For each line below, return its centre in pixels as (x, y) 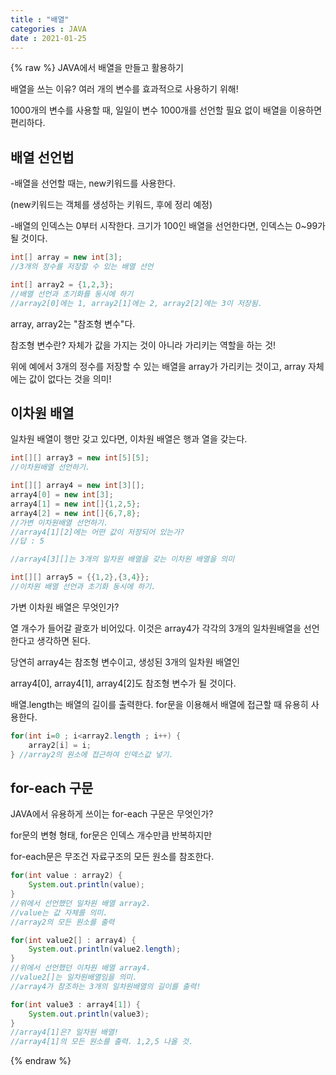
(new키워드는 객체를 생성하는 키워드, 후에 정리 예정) (111, 205)
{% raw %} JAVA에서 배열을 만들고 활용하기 (97, 68)
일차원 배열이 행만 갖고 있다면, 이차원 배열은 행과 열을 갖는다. (129, 439)
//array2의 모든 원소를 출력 (62, 922)
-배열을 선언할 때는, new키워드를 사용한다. (93, 183)
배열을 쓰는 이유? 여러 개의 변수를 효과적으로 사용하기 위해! (124, 89)
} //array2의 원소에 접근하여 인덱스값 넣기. (92, 754)
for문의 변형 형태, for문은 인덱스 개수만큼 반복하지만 (111, 835)
